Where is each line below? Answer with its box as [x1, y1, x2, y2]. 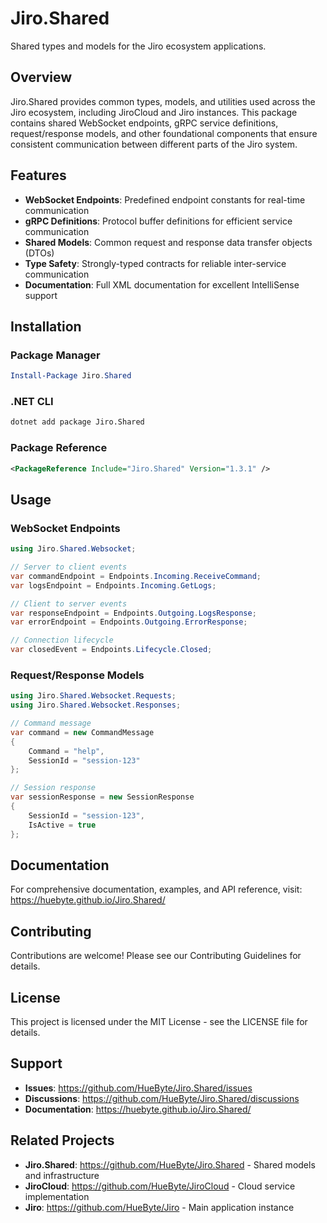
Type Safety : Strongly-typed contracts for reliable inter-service [24, 257, 287, 269]
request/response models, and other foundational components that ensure [10, 127, 318, 139]
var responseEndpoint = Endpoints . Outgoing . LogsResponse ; [10, 608, 257, 618]
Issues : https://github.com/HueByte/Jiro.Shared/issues [24, 1082, 253, 1094]
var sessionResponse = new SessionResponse [10, 792, 195, 802]
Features [10, 167, 67, 184]
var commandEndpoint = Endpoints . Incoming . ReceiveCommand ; [10, 571, 262, 581]
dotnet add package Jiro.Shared [10, 417, 145, 427]
